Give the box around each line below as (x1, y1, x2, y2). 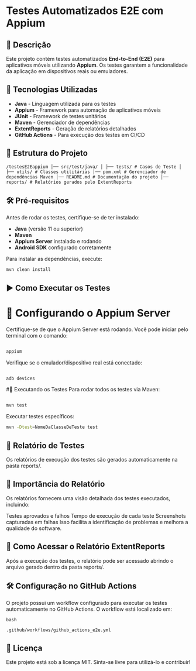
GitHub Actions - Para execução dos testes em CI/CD (14, 131, 145, 138)
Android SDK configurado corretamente (14, 244, 112, 251)
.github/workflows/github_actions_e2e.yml (6, 627, 111, 633)
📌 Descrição (6, 40, 51, 50)
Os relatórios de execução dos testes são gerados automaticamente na (6, 456, 178, 463)
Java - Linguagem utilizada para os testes (14, 100, 116, 107)
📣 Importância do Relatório (6, 479, 105, 489)
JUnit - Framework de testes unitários (14, 112, 106, 119)
